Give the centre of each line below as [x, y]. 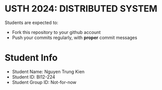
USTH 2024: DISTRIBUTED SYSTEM [81, 9]
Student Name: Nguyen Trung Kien [48, 71]
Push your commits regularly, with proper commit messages [74, 37]
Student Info [31, 58]
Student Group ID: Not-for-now [44, 82]
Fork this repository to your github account [56, 32]
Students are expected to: [31, 22]
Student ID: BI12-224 [34, 77]
